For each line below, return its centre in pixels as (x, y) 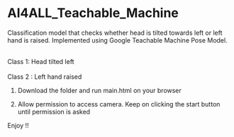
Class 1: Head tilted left (41, 61)
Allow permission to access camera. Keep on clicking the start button (119, 104)
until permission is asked (54, 111)
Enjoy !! (18, 125)
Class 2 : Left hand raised (45, 77)
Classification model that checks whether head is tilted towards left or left (115, 33)
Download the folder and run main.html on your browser (100, 90)
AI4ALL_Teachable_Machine (93, 13)
